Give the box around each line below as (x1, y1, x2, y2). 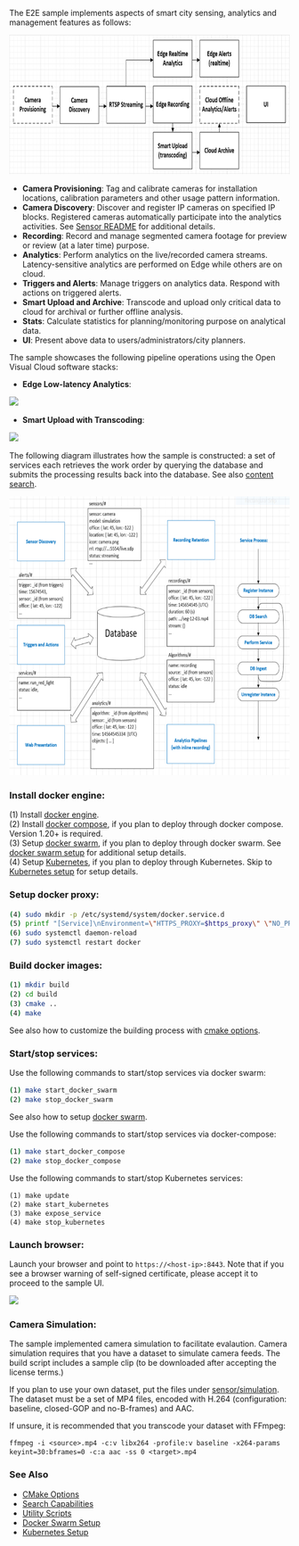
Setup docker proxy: (9, 889, 100, 901)
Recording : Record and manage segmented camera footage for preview (21, 231, 287, 241)
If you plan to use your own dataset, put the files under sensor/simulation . (9, 1385, 279, 1395)
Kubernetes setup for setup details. (9, 866, 139, 877)
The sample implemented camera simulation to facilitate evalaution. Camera (9, 1338, 287, 1350)
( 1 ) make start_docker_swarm (9, 1086, 117, 1095)
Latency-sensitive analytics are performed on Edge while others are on (21, 259, 283, 269)
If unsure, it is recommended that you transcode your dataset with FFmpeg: (9, 1420, 287, 1431)
